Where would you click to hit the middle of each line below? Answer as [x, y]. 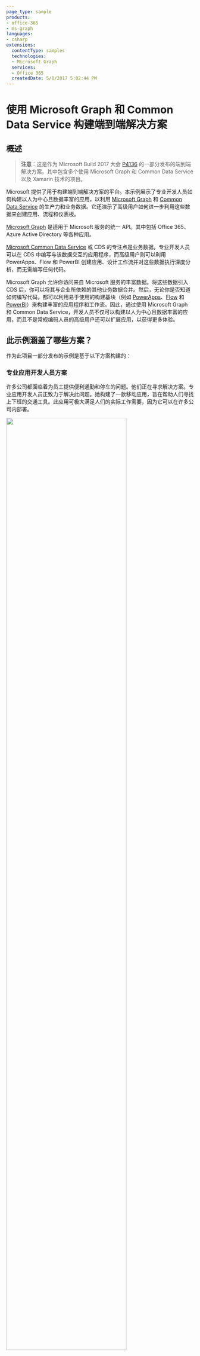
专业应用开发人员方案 [37, 372]
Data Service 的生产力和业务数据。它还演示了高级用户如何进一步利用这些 [96, 207]
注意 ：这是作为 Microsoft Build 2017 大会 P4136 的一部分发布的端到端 [106, 164]
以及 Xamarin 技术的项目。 [53, 179]
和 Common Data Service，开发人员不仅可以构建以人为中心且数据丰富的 [95, 312]
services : [24, 67]
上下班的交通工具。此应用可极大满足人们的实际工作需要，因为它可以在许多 [97, 402]
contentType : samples [38, 51]
